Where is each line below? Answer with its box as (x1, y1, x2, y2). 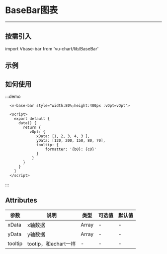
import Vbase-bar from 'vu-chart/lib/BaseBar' (5, 45, 99, 51)
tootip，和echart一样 (27, 240, 76, 247)
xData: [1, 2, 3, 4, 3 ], (36, 133, 90, 139)
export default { (14, 116, 50, 121)
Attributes (5, 196, 37, 205)
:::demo (5, 93, 21, 99)
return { (23, 125, 41, 130)
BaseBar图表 (5, 4, 58, 16)
